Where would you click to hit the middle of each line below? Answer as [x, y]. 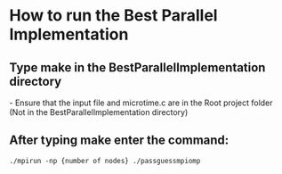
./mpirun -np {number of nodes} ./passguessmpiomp [105, 161]
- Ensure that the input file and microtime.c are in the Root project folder [141, 103]
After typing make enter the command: [119, 141]
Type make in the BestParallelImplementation [137, 67]
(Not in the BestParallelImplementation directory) [99, 112]
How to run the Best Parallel [113, 16]
